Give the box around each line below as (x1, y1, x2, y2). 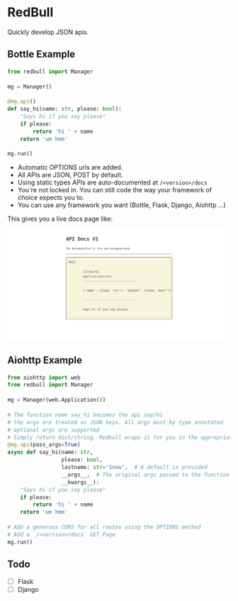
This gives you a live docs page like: (7, 214, 113, 224)
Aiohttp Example (7, 354, 83, 366)
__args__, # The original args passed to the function (61, 471, 230, 478)
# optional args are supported (7, 426, 100, 434)
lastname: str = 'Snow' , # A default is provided (61, 464, 208, 471)
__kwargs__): (61, 478, 100, 486)
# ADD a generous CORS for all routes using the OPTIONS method (7, 524, 201, 531)
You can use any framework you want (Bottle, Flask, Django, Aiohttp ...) (17, 201, 227, 209)
